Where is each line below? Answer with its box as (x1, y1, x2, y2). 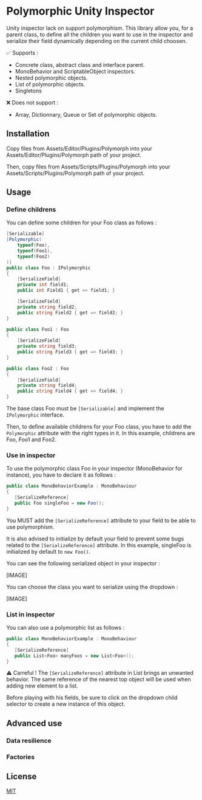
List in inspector (6, 610, 55, 618)
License (6, 771, 37, 782)
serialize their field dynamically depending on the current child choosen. (6, 37, 187, 44)
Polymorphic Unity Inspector (6, 4, 155, 18)
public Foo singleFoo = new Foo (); (14, 500, 104, 506)
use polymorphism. (6, 523, 55, 530)
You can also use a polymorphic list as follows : (6, 624, 125, 632)
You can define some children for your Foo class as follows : (6, 219, 157, 226)
